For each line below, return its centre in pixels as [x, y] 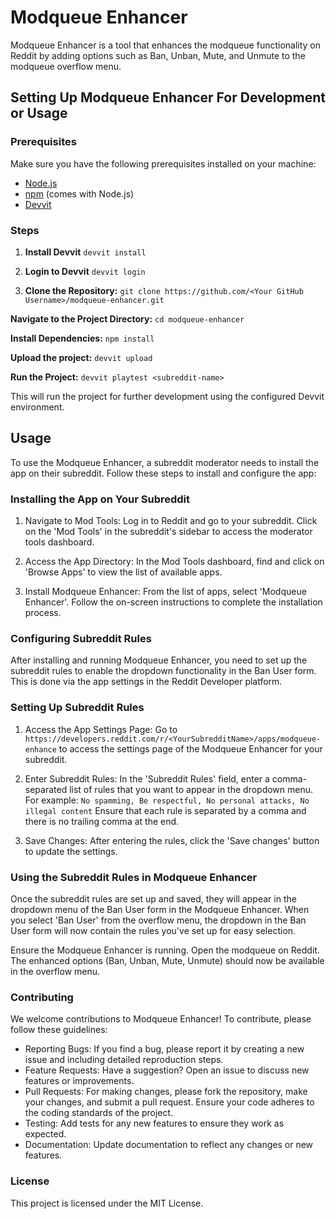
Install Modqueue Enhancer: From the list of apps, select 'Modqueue [165, 592]
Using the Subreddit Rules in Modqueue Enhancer [134, 877]
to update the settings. [71, 851]
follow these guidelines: [59, 1030]
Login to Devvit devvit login [85, 271]
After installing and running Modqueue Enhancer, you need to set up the [159, 660]
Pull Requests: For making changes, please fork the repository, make [166, 1092]
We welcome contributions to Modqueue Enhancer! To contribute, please [161, 1019]
